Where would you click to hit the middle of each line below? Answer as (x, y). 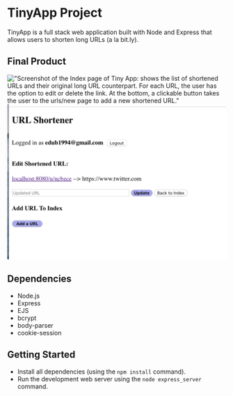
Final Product (37, 62)
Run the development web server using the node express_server (109, 379)
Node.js (29, 296)
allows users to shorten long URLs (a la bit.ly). (73, 39)
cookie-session (39, 333)
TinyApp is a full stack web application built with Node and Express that (110, 32)
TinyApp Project (55, 13)
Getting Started (41, 355)
